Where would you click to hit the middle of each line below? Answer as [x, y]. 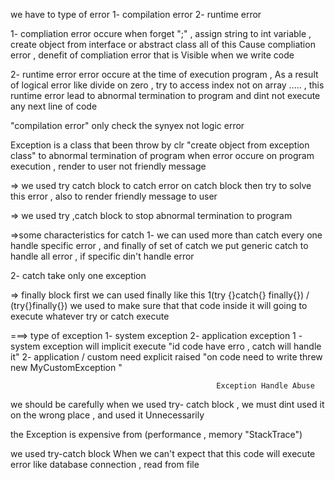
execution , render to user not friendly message [108, 166]
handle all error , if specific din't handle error [102, 256]
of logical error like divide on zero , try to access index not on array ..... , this [167, 85]
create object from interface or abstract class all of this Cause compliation [163, 44]
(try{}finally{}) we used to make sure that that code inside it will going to [159, 305]
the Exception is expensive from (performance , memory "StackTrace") [156, 434]
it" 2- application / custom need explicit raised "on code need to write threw [166, 357]
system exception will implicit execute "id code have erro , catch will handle [166, 346]
